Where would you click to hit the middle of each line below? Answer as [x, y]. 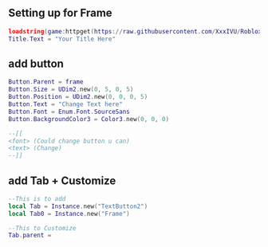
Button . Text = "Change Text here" [66, 104]
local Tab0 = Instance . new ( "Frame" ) [69, 214]
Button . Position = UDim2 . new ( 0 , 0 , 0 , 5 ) [78, 97]
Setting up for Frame [61, 13]
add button [36, 63]
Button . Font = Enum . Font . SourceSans [69, 112]
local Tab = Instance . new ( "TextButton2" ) [78, 206]
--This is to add [37, 198]
